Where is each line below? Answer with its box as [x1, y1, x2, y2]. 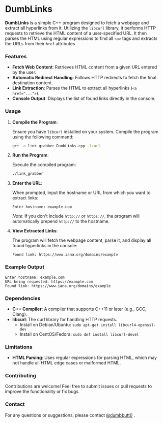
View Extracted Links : [12, 228, 58, 234]
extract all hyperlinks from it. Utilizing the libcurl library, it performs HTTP [5, 25, 156, 31]
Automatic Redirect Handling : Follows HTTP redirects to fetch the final [12, 75, 157, 81]
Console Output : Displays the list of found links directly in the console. [12, 96, 156, 101]
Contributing [5, 372, 36, 379]
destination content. [12, 80, 53, 86]
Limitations [5, 343, 33, 350]
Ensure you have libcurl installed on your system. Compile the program [12, 129, 159, 134]
